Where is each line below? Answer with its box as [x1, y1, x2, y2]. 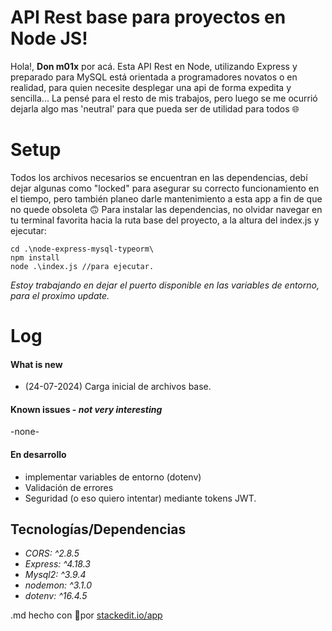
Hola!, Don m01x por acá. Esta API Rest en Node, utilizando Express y [10, 60, 298, 72]
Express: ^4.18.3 [24, 558, 91, 570]
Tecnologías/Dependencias [10, 521, 187, 538]
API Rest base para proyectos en [10, 6, 287, 29]
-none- [10, 426, 40, 438]
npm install [10, 252, 60, 263]
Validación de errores [24, 481, 114, 493]
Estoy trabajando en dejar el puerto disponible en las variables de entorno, [10, 279, 320, 291]
